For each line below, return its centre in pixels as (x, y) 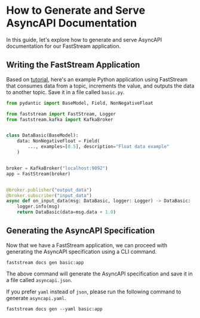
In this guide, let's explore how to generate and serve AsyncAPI (84, 40)
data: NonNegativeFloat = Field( (59, 141)
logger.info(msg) (39, 207)
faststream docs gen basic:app (45, 262)
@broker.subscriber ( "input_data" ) (49, 195)
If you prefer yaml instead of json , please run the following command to (94, 292)
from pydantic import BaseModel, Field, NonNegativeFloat (80, 103)
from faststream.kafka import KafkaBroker (60, 119)
